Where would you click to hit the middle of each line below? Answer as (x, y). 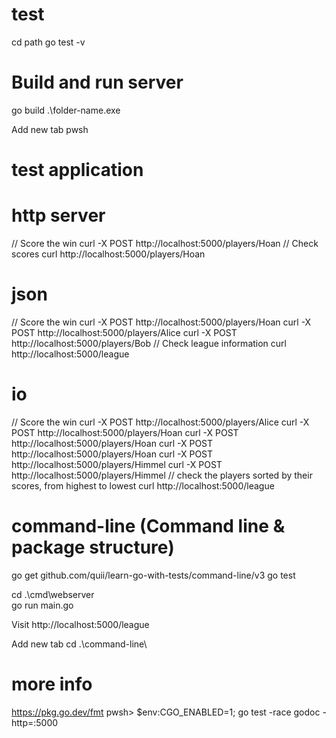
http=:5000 (35, 722)
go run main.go (42, 605)
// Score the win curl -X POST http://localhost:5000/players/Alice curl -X (160, 422)
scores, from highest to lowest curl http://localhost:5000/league (143, 485)
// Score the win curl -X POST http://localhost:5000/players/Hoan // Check (165, 243)
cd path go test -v (48, 42)
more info (52, 684)
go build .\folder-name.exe (66, 110)
